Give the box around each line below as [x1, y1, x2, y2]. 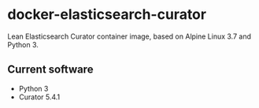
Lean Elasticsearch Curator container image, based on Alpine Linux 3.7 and [7, 32, 252, 41]
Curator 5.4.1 [18, 92, 61, 102]
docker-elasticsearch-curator [7, 6, 206, 24]
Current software [7, 63, 94, 76]
